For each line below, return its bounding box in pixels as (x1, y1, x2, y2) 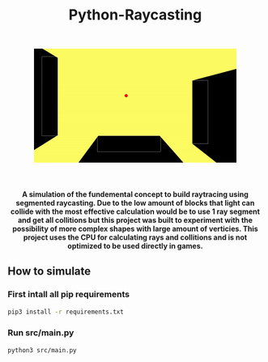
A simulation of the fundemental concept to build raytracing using (22, 189, 249, 199)
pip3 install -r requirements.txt (7, 308, 125, 317)
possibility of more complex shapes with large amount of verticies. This (12, 224, 258, 233)
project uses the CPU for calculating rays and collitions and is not (23, 232, 248, 242)
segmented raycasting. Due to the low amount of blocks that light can (15, 198, 255, 207)
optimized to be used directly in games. (67, 241, 203, 250)
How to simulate (7, 264, 91, 278)
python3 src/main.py (7, 347, 78, 355)
